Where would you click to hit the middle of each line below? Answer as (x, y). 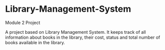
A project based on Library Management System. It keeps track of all (76, 32)
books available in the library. (35, 42)
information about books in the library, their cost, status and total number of (83, 37)
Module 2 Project (23, 23)
